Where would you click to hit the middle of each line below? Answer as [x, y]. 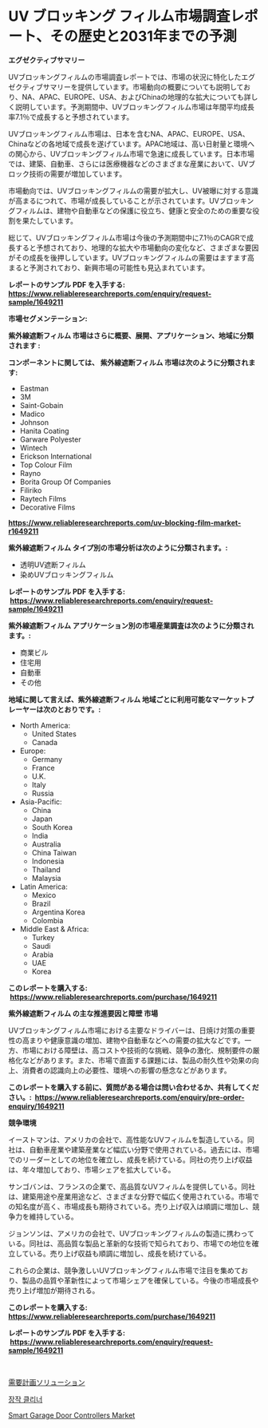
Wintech [33, 447]
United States [54, 734]
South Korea [52, 827]
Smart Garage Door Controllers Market [72, 1415]
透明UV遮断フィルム [53, 565]
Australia [46, 844]
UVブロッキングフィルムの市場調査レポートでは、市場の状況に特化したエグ [132, 77]
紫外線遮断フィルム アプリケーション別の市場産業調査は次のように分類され [131, 625]
